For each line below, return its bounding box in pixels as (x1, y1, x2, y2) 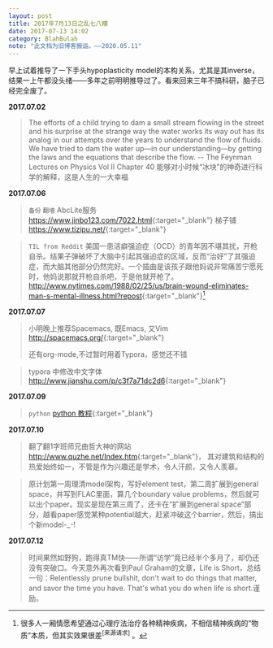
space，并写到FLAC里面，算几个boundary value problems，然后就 (28, 489, 253, 498)
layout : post (8, 11, 53, 20)
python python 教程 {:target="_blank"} (28, 408, 154, 418)
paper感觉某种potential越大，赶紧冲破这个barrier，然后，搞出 (56, 509, 264, 519)
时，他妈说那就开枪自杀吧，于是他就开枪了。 (28, 272, 179, 281)
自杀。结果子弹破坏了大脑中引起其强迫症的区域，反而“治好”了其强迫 (28, 251, 256, 261)
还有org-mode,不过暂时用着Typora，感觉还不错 (28, 349, 188, 359)
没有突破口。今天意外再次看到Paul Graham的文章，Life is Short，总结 (28, 563, 262, 572)
